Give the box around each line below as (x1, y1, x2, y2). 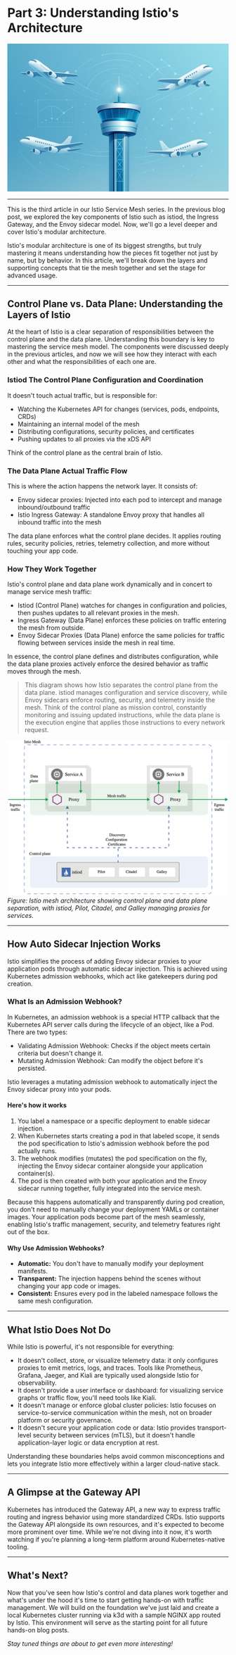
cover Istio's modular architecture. (7, 227, 107, 236)
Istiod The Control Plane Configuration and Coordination (7, 375, 204, 385)
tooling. (7, 1542, 29, 1551)
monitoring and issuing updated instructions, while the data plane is (24, 711, 221, 719)
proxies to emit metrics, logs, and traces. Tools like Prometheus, (17, 1364, 204, 1372)
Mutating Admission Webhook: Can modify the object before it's (17, 1056, 204, 1064)
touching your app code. (7, 547, 79, 555)
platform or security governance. (17, 1416, 114, 1425)
